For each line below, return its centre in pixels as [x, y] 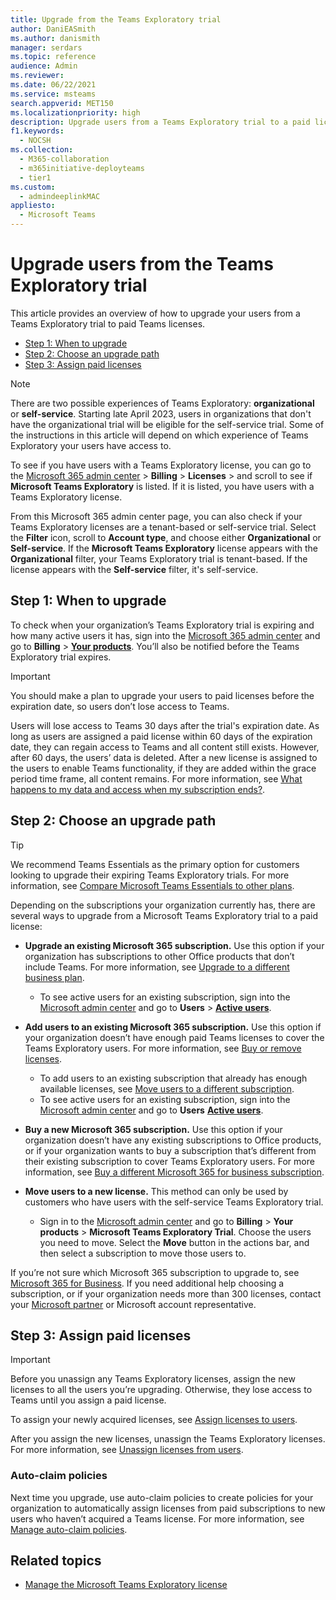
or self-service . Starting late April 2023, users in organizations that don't [161, 413]
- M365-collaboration [64, 159]
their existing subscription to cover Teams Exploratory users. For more [169, 1161]
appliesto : [33, 206]
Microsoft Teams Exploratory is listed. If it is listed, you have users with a [162, 486]
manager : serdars [46, 47]
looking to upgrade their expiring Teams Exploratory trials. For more [150, 875]
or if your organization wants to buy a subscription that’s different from [170, 1150]
